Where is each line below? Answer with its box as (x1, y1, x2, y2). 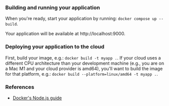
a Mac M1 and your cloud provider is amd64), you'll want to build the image (5, 65, 163, 72)
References (5, 83, 35, 90)
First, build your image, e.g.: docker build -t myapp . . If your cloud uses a (5, 55, 161, 61)
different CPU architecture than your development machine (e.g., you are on (5, 60, 164, 66)
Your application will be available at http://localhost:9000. (5, 31, 126, 37)
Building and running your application (5, 4, 100, 11)
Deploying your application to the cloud (5, 43, 105, 50)
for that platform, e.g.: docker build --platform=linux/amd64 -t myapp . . (5, 71, 158, 77)
